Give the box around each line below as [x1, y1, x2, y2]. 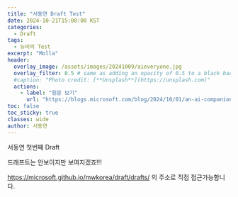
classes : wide [7, 116, 50, 123]
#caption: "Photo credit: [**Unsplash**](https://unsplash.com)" [13, 76, 211, 84]
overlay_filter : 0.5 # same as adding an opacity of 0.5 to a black [13, 69, 220, 77]
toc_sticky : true [7, 109, 59, 116]
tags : [7, 37, 23, 44]
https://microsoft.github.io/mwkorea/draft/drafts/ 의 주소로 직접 [7, 173, 190, 181]
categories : [7, 23, 42, 30]
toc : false [7, 103, 40, 110]
